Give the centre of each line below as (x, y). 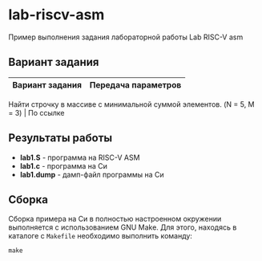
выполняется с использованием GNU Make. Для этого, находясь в (123, 227)
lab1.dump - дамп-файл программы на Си (92, 174)
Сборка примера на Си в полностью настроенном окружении (115, 219)
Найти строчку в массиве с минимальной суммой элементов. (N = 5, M (131, 104)
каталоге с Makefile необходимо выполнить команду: (100, 236)
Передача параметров (135, 84)
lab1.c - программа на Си (64, 165)
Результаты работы (60, 138)
